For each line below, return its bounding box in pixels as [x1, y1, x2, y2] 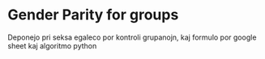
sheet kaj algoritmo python [7, 40, 97, 50]
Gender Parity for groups [7, 6, 179, 24]
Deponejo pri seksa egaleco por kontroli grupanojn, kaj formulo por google [7, 32, 257, 42]
